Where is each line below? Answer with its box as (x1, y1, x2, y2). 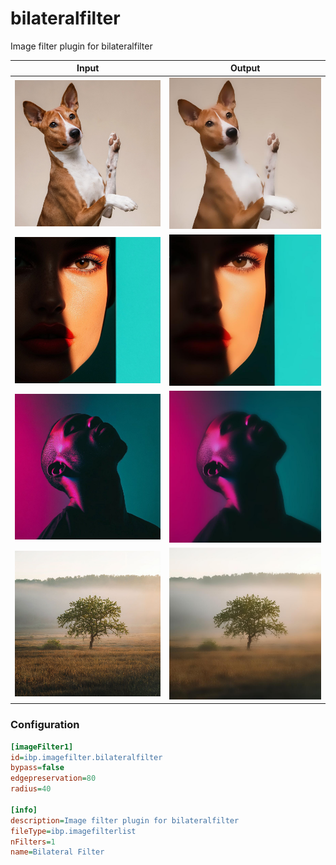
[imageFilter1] (10, 742, 74, 752)
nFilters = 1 (10, 837, 56, 847)
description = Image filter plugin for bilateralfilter (10, 815, 240, 826)
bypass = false (10, 763, 65, 773)
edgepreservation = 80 (10, 773, 97, 784)
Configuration (10, 718, 80, 732)
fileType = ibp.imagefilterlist (10, 826, 137, 836)
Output (230, 62, 261, 74)
